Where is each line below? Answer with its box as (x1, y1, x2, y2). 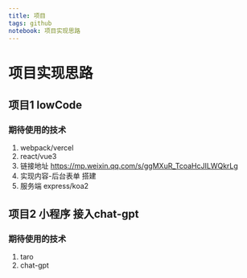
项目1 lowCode (8, 98, 83, 112)
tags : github (8, 19, 52, 27)
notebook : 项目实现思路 (8, 27, 80, 35)
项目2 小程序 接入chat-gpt (8, 206, 139, 221)
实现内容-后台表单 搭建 (19, 171, 97, 181)
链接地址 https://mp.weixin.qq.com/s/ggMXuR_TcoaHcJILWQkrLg (19, 161, 239, 171)
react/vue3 (19, 152, 57, 161)
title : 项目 (8, 11, 46, 20)
